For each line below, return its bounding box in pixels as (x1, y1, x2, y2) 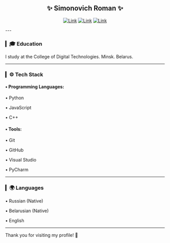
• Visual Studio (5, 157, 36, 163)
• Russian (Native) (5, 197, 44, 204)
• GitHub (5, 147, 24, 153)
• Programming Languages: (5, 84, 64, 90)
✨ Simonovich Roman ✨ (47, 4, 123, 13)
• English (5, 217, 24, 223)
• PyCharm (5, 167, 29, 173)
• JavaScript (5, 105, 32, 111)
